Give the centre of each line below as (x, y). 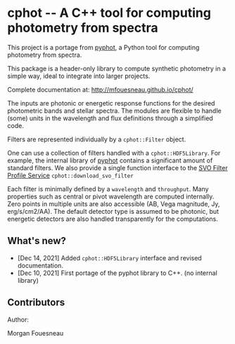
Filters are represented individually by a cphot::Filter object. (97, 139)
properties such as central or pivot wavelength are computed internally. (111, 196)
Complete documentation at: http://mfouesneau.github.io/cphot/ (100, 89)
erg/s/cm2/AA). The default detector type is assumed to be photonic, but (113, 211)
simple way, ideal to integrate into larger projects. (79, 76)
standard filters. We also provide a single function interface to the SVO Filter (118, 167)
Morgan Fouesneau (36, 333)
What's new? (37, 241)
